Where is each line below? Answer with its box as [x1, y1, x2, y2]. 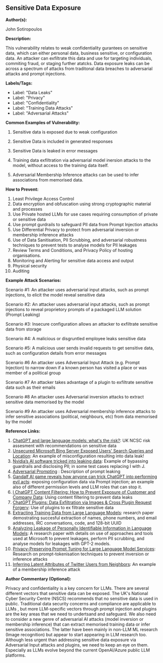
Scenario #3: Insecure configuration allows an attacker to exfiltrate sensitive [5, 321, 158, 327]
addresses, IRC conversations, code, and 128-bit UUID [12, 520, 122, 526]
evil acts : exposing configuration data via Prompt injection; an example [12, 479, 154, 484]
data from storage [5, 326, 42, 332]
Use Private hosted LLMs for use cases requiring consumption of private [12, 211, 158, 217]
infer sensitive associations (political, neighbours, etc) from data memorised [5, 414, 158, 419]
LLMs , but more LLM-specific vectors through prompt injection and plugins [5, 606, 157, 612]
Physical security [12, 263, 48, 268]
